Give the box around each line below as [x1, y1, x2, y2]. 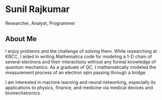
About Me [5, 35, 37, 43]
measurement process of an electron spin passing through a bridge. [5, 69, 147, 75]
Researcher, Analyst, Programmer [5, 20, 76, 26]
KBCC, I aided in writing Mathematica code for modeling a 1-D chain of [5, 53, 152, 59]
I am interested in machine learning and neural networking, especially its [5, 79, 156, 85]
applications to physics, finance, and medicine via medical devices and [5, 84, 153, 90]
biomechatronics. [5, 89, 42, 96]
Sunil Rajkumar [5, 4, 70, 15]
